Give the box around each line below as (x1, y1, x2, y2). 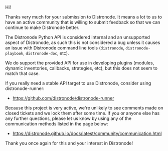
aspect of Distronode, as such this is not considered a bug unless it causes (5, 39, 160, 45)
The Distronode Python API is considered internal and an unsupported (5, 34, 150, 40)
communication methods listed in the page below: (5, 121, 108, 126)
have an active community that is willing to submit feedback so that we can (5, 19, 160, 25)
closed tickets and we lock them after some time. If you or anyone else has (5, 110, 160, 116)
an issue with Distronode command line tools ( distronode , (5, 45, 124, 50)
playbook (5, 51, 24, 56)
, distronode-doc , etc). (23, 50, 69, 56)
